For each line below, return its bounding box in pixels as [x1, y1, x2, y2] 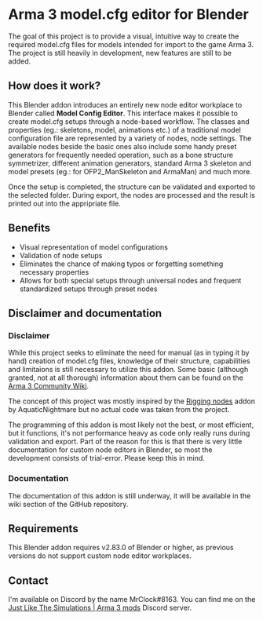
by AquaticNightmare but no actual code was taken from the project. [8, 405, 230, 414]
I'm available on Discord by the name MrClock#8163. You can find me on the [8, 595, 256, 604]
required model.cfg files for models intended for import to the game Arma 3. [8, 39, 254, 49]
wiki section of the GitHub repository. [8, 499, 129, 509]
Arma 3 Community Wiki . [8, 381, 89, 391]
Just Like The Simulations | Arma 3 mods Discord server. [8, 603, 192, 613]
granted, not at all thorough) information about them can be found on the [8, 373, 243, 382]
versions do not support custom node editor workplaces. [8, 551, 192, 560]
